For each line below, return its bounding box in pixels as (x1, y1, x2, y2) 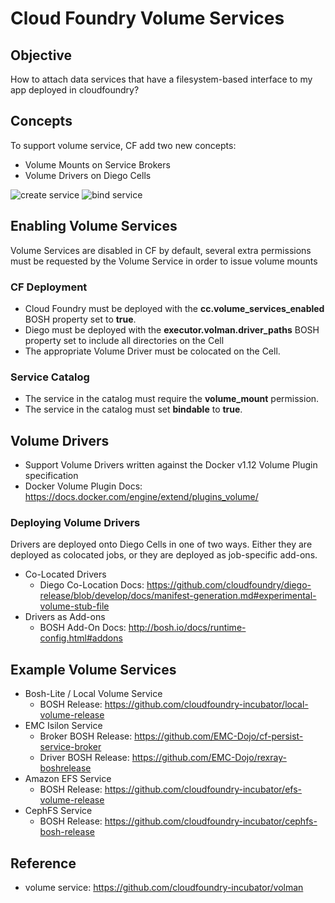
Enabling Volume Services (10, 218, 178, 235)
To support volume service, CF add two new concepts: (10, 139, 237, 151)
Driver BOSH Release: (39, 752, 130, 764)
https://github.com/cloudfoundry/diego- (146, 579, 312, 591)
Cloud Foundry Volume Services (10, 7, 285, 30)
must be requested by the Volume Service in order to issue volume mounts (10, 255, 318, 267)
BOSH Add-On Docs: (39, 622, 127, 634)
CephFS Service (24, 805, 93, 817)
